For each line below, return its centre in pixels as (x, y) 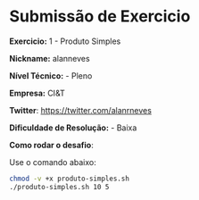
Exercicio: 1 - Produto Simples (65, 41)
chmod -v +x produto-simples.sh (69, 179)
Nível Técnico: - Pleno (51, 75)
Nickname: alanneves (50, 58)
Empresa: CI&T (37, 93)
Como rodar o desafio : (51, 145)
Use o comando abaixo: (53, 162)
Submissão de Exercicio (100, 17)
